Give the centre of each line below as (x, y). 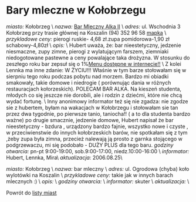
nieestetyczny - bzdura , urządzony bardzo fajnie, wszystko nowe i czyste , (97, 126)
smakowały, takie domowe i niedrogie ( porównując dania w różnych (89, 82)
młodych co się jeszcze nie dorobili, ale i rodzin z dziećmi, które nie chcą (94, 95)
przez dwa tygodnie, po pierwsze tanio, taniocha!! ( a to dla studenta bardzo (98, 114)
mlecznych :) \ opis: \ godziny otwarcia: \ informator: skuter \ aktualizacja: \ (98, 181)
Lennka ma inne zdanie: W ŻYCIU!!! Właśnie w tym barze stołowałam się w (96, 70)
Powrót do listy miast (31, 193)
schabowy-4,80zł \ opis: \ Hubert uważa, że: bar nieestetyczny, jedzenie (94, 45)
